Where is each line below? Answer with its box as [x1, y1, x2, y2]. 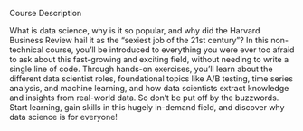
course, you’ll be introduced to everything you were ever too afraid [44, 44, 295, 55]
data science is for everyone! [9, 112, 118, 122]
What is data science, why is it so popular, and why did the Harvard [9, 25, 260, 35]
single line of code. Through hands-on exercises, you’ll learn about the [9, 63, 273, 74]
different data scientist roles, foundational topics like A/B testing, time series [9, 73, 294, 84]
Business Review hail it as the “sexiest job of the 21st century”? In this [9, 35, 270, 45]
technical [9, 44, 43, 55]
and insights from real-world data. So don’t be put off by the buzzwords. [9, 92, 279, 103]
